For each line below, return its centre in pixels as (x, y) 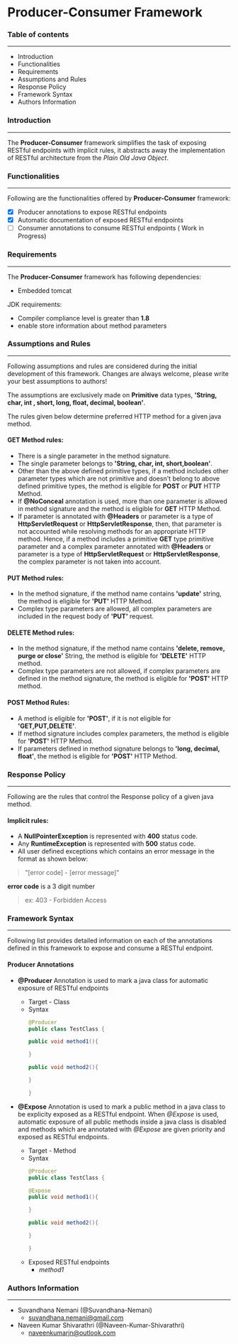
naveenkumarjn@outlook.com (72, 1333)
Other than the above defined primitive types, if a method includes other (123, 471)
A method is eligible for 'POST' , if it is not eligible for (94, 718)
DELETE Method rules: (41, 633)
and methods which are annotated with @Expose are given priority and (121, 1129)
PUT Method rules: (36, 578)
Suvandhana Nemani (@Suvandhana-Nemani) (85, 1310)
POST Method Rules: (39, 703)
